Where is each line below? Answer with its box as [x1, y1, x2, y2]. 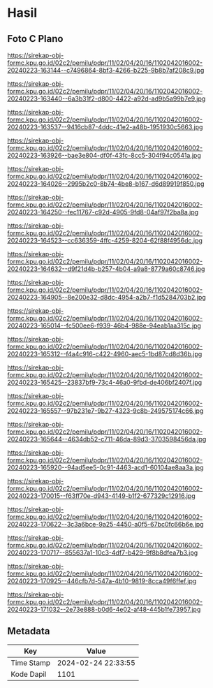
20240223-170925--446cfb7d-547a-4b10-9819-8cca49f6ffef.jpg [7, 577, 197, 585]
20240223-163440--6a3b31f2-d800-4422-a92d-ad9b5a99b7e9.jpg [7, 94, 206, 103]
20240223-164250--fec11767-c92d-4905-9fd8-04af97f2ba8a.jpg [7, 208, 199, 216]
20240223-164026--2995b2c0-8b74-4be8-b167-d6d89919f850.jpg [7, 180, 205, 188]
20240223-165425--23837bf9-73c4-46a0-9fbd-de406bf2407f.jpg [7, 379, 203, 386]
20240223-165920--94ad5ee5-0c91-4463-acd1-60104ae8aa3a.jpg [7, 463, 204, 471]
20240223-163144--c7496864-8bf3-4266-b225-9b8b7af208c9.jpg [7, 66, 205, 74]
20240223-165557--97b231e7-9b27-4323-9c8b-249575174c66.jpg [7, 407, 204, 415]
